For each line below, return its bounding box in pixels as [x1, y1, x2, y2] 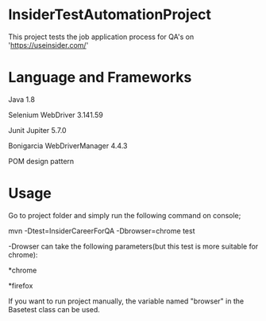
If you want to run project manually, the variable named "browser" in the [8, 296, 245, 306]
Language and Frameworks [8, 69, 192, 87]
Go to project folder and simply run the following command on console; [8, 210, 241, 220]
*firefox [8, 280, 33, 290]
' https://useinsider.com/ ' [8, 40, 89, 49]
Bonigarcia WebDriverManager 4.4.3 [8, 141, 128, 151]
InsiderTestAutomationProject [8, 6, 212, 24]
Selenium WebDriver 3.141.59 [8, 110, 103, 119]
